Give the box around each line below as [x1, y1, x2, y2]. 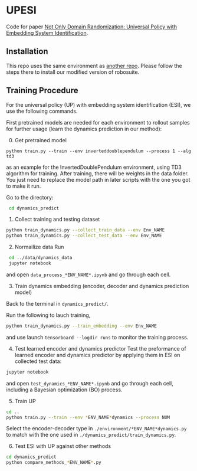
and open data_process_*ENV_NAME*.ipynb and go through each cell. [6, 271, 171, 278]
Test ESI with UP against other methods [14, 443, 111, 450]
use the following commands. [6, 107, 78, 115]
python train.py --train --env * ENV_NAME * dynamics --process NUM [6, 414, 170, 420]
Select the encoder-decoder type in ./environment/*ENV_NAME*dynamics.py [6, 425, 187, 432]
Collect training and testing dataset [14, 216, 100, 223]
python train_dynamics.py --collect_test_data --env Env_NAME [6, 233, 162, 239]
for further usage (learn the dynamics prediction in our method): [6, 125, 162, 132]
